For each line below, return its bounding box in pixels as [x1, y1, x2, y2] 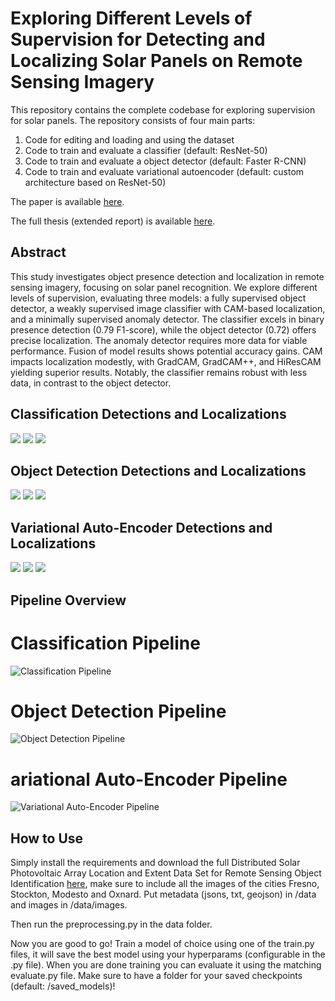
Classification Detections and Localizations [10, 406, 287, 423]
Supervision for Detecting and [10, 28, 266, 51]
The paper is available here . [10, 195, 125, 207]
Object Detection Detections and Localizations [10, 462, 307, 479]
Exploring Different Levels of [10, 7, 253, 30]
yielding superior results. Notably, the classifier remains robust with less [10, 366, 308, 378]
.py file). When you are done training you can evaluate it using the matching [10, 959, 322, 971]
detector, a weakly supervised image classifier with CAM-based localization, [10, 302, 326, 314]
